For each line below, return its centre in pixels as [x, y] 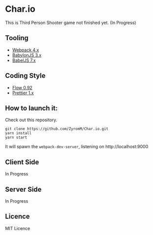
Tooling [17, 38]
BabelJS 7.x [24, 60]
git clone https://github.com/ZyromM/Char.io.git [57, 129]
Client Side [22, 162]
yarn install [18, 133]
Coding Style [25, 76]
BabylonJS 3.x [27, 55]
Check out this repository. [31, 120]
